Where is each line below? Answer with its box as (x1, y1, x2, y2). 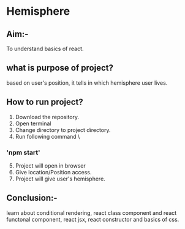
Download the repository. (15, 113, 80, 120)
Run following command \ (15, 133, 80, 140)
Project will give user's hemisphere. (15, 175, 105, 182)
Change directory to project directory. (15, 126, 111, 133)
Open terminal (15, 120, 51, 127)
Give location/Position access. (15, 168, 92, 176)
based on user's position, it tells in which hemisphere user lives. (6, 79, 168, 87)
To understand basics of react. (6, 45, 84, 52)
